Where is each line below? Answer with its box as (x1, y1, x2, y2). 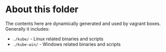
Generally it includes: (5, 25, 50, 32)
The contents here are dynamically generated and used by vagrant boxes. (5, 20, 161, 27)
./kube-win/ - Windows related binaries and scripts (12, 41, 121, 47)
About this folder (5, 4, 79, 15)
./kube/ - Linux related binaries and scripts (12, 36, 104, 42)
